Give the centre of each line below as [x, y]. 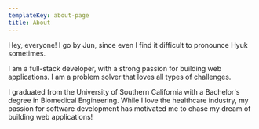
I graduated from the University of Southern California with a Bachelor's [124, 91]
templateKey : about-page [49, 15]
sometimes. [27, 53]
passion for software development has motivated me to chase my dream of [129, 108]
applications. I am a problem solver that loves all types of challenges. [120, 77]
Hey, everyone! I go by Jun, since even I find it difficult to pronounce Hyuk [128, 45]
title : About [29, 23]
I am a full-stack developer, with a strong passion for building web [115, 68]
